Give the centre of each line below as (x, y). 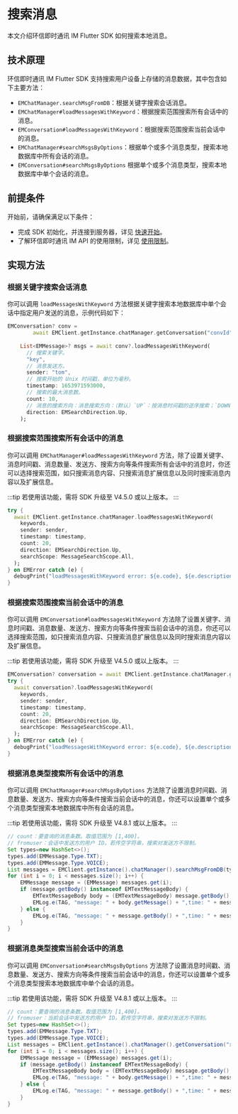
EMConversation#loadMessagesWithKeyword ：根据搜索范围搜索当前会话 (118, 129)
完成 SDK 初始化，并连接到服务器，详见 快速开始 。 (92, 232)
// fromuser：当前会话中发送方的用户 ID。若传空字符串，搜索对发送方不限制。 (109, 1018)
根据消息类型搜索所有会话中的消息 (66, 773)
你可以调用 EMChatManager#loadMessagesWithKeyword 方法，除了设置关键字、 (118, 455)
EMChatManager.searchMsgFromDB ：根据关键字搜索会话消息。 (104, 102)
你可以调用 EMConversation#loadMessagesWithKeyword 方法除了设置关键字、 (116, 620)
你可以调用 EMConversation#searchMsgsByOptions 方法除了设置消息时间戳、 (116, 965)
